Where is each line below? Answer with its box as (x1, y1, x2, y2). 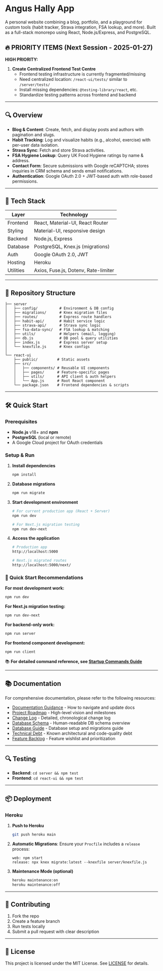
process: (12, 846, 30, 852)
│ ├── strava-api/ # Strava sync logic (5, 323, 101, 328)
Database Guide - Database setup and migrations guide (12, 725, 124, 731)
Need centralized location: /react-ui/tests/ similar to (19, 76, 128, 82)
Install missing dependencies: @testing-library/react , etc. (19, 86, 138, 93)
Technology (60, 211, 88, 218)
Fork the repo (12, 913, 40, 919)
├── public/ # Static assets (14, 357, 90, 362)
